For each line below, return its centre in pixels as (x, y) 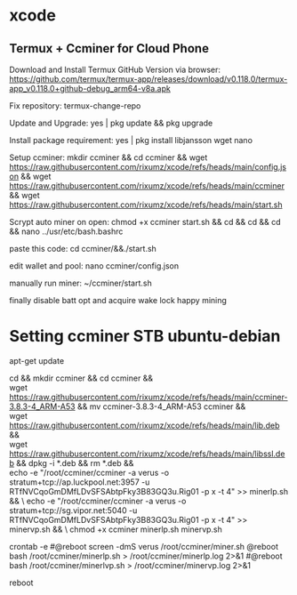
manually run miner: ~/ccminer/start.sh (81, 283)
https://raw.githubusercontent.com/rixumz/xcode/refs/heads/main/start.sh (146, 205)
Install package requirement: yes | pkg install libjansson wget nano (131, 140)
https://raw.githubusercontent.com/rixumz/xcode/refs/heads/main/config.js (148, 167)
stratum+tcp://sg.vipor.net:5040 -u (73, 510)
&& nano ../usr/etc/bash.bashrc (66, 231)
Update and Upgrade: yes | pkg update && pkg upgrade (111, 123)
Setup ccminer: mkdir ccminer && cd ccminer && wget (108, 157)
